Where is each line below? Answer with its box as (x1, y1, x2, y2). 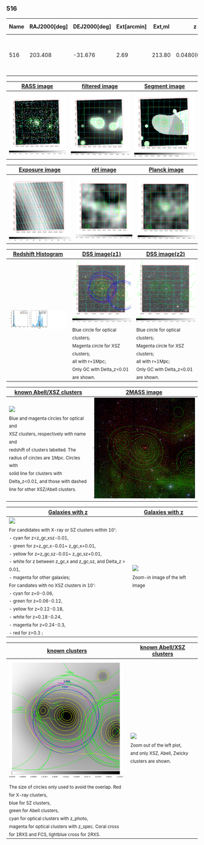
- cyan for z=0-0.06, (8, 590, 53, 597)
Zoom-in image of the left (132, 574, 186, 581)
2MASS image (125, 388, 163, 395)
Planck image (148, 166, 184, 174)
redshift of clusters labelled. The (8, 446, 76, 453)
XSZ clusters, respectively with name (8, 431, 86, 437)
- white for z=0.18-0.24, (8, 614, 62, 620)
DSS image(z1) (82, 250, 121, 258)
